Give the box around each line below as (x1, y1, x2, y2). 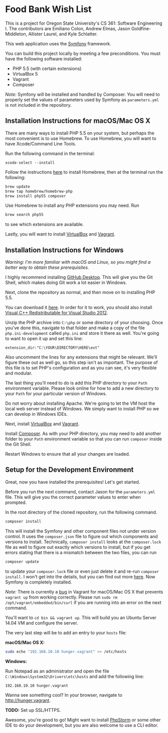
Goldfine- (131, 25, 151, 31)
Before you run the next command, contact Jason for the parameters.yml (5, 488, 155, 494)
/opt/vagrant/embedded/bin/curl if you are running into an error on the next (5, 599, 161, 605)
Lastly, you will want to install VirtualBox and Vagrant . (5, 231, 115, 237)
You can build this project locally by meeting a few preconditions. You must (5, 50, 160, 56)
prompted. (5, 499, 27, 505)
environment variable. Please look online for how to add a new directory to (5, 385, 159, 391)
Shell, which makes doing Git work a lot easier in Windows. (5, 279, 127, 285)
